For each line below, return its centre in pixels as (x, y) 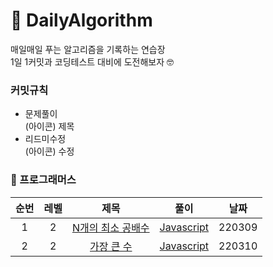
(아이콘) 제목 (49, 126)
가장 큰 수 (111, 246)
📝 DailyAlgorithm (81, 20)
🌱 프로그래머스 (43, 180)
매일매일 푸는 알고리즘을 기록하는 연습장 (88, 49)
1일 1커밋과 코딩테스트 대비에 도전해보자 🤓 (92, 61)
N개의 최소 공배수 (110, 227)
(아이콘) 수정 (49, 151)
